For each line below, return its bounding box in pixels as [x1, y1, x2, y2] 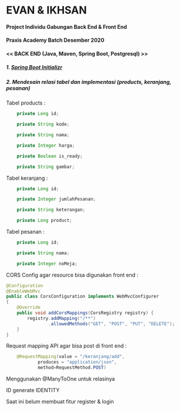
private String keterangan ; [16, 207, 85, 213]
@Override [16, 305, 41, 311]
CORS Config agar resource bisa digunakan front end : [6, 271, 139, 278]
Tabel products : [6, 99, 46, 106]
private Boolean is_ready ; [16, 153, 83, 159]
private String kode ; [16, 122, 69, 127]
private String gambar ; [16, 164, 75, 170]
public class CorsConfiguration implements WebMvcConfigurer [6, 294, 159, 299]
